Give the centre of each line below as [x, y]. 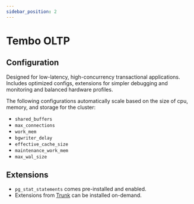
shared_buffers [34, 119]
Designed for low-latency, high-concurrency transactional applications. [93, 77]
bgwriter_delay [34, 138]
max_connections [35, 125]
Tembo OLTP [38, 41]
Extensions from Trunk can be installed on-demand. [78, 195]
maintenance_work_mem [41, 150]
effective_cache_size [41, 144]
